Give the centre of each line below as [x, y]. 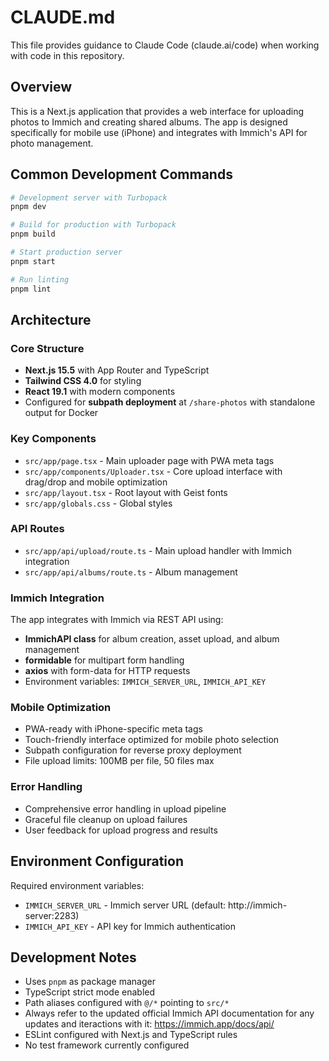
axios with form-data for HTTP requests [107, 671]
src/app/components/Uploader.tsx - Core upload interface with [153, 471]
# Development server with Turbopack [89, 197]
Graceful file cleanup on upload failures [106, 819]
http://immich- [257, 905]
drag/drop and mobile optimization [96, 482]
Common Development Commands [121, 174]
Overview [41, 87]
